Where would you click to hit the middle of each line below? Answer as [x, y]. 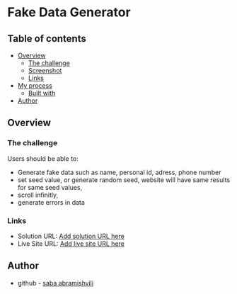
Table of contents [47, 39]
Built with [42, 93]
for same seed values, [50, 187]
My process [35, 85]
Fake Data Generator [69, 12]
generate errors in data [51, 202]
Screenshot [45, 70]
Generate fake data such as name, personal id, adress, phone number [119, 172]
